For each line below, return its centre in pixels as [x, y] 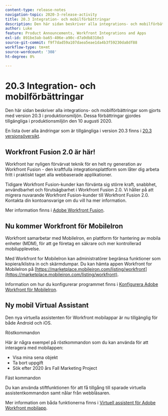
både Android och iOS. [28, 323]
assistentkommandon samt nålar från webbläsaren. [58, 393]
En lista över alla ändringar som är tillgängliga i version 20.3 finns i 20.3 [78, 131]
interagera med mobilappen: [34, 348]
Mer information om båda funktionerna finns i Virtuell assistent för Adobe [80, 402]
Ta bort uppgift [28, 363]
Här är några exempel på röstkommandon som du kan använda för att [77, 342]
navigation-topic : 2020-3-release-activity [51, 15]
